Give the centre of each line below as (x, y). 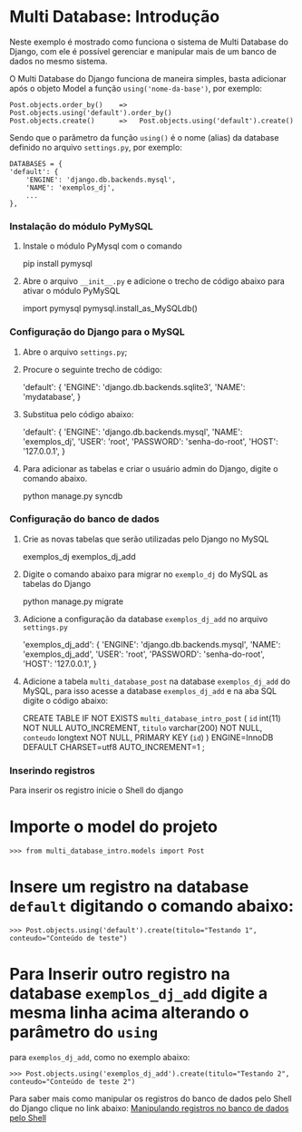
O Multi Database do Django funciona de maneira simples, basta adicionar (148, 78)
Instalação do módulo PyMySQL (82, 226)
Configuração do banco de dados (85, 519)
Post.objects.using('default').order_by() (91, 112)
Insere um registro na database (129, 887)
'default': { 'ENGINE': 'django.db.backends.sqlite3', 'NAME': (134, 386)
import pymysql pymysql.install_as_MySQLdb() (110, 308)
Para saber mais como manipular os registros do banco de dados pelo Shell (151, 1098)
